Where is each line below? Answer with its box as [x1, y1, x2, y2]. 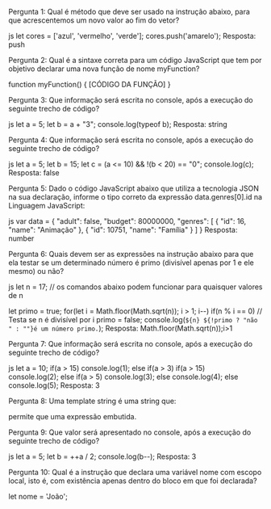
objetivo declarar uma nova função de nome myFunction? [8, 64, 200, 74]
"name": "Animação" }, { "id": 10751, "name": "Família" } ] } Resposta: [8, 225, 238, 234]
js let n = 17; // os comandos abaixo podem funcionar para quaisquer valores [8, 282, 263, 292]
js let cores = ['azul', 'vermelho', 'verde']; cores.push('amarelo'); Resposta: [8, 32, 256, 40]
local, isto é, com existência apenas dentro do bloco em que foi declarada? [8, 476, 257, 486]
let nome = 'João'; [8, 492, 69, 501]
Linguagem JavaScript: [8, 201, 85, 210]
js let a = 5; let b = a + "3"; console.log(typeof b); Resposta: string [8, 120, 227, 128]
